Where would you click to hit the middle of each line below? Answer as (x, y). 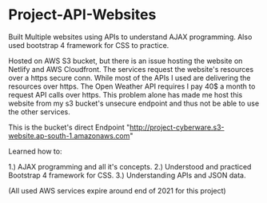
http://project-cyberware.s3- (177, 127)
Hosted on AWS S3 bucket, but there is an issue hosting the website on (126, 61)
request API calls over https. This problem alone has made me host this (126, 94)
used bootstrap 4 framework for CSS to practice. (89, 45)
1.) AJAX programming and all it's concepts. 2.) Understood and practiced (130, 166)
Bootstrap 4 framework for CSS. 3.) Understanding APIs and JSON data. (127, 175)
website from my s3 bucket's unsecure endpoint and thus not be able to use (134, 103)
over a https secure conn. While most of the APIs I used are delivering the (130, 78)
